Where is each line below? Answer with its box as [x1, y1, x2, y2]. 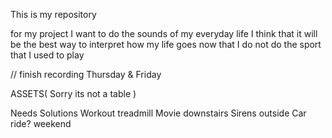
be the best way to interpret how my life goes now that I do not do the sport [10, 39, 322, 50]
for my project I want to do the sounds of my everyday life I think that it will [10, 28, 318, 39]
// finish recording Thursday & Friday [10, 69, 162, 80]
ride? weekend [10, 118, 72, 129]
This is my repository [10, 9, 97, 20]
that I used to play [10, 49, 85, 61]
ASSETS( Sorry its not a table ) [10, 88, 137, 99]
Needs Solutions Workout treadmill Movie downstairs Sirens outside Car [10, 107, 307, 119]
